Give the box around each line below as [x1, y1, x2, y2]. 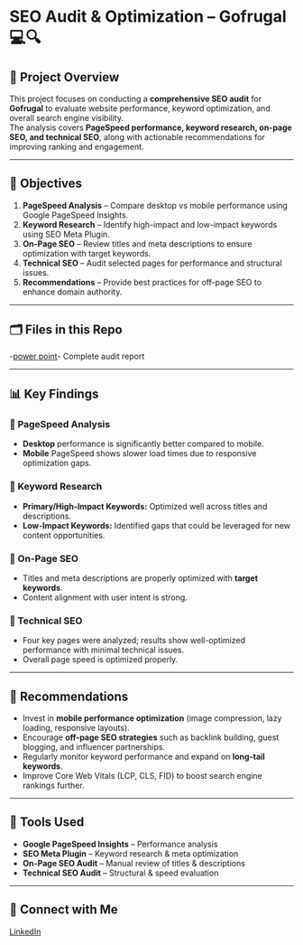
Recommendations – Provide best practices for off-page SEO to [22, 276, 262, 287]
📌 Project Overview [9, 70, 120, 85]
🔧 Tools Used [9, 815, 85, 830]
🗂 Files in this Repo [9, 323, 124, 338]
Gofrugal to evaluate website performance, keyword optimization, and [9, 103, 271, 114]
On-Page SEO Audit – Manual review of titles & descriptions [22, 857, 246, 868]
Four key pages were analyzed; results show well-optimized [22, 635, 246, 646]
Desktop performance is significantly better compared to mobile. [22, 438, 264, 449]
